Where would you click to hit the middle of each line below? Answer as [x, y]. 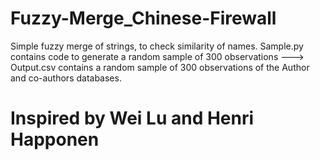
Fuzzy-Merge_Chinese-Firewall [143, 18]
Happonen [55, 139]
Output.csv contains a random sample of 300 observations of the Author [160, 67]
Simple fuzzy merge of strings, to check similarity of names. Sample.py [157, 46]
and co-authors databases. [66, 78]
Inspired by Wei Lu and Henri [132, 118]
